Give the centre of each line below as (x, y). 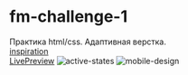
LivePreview (32, 61)
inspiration (29, 51)
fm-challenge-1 (69, 17)
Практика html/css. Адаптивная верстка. (88, 42)
